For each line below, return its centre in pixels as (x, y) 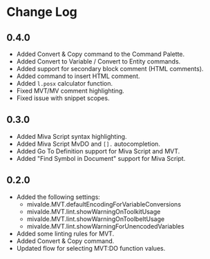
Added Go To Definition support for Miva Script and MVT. (98, 151)
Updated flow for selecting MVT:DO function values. (91, 248)
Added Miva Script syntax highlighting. (71, 136)
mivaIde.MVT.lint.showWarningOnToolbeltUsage (96, 219)
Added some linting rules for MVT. (65, 233)
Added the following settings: (58, 197)
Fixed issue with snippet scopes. (63, 98)
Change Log (42, 12)
